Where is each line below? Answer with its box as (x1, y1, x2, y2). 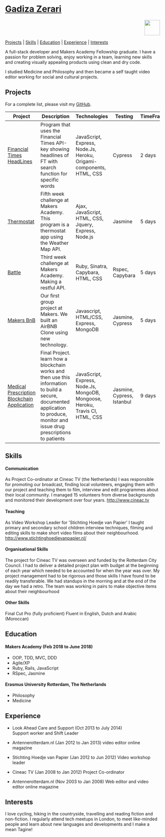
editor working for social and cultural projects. (5, 74, 99, 79)
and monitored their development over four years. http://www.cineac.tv (5, 497, 150, 503)
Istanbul (112, 398, 132, 405)
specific (40, 176, 59, 183)
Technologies (75, 113, 109, 120)
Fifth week (40, 190, 65, 197)
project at (40, 304, 63, 311)
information (40, 380, 67, 387)
